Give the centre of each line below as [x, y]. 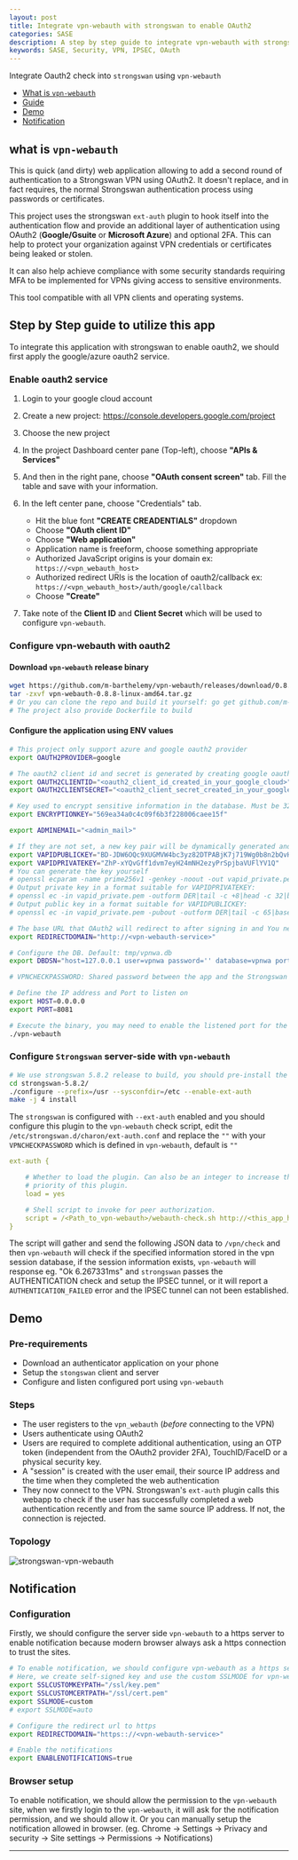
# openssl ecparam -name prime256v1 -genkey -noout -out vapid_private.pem [152, 880]
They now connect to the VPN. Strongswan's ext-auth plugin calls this [150, 1490]
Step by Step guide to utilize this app [112, 325]
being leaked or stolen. [51, 253]
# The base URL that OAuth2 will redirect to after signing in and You [144, 929]
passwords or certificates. [57, 198]
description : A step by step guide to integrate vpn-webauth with [134, 42]
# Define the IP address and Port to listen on [99, 993]
